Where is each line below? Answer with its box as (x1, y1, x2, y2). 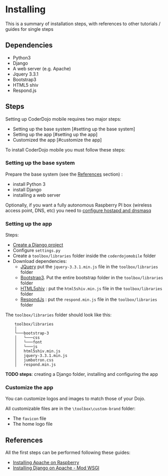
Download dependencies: (12, 258, 67, 264)
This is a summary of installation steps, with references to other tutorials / (5, 21, 161, 27)
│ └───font (14, 340, 43, 345)
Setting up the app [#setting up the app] (12, 131, 98, 137)
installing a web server (12, 192, 61, 198)
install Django (12, 186, 42, 193)
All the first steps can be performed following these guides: (5, 449, 131, 455)
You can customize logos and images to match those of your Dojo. (5, 395, 145, 402)
